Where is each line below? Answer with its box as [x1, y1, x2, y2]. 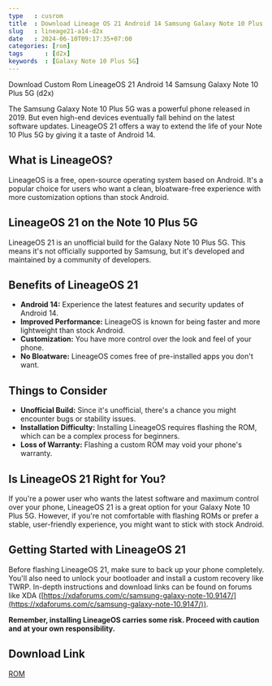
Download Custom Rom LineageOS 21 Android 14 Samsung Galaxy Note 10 [8, 79, 258, 89]
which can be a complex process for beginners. [19, 432, 180, 441]
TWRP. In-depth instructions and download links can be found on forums [8, 582, 253, 592]
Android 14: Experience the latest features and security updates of [19, 300, 244, 310]
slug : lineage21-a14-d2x [8, 27, 104, 35]
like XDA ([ [8, 590, 45, 600]
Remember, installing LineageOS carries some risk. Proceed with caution [8, 614, 260, 624]
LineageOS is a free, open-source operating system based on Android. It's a [8, 175, 264, 185]
